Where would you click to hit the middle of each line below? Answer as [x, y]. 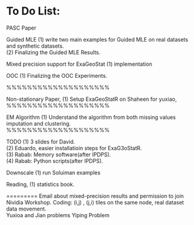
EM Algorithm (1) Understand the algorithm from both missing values [91, 117]
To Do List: [33, 11]
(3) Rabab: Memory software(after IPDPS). [59, 154]
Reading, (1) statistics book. [41, 184]
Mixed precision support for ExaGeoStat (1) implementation [79, 64]
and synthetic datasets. [35, 46]
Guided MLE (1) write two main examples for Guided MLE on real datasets [97, 39]
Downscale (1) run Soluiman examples [53, 173]
